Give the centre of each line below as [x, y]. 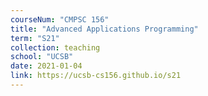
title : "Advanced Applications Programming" [104, 29]
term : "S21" [35, 38]
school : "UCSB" [42, 57]
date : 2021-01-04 [46, 66]
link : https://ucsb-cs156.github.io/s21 [96, 76]
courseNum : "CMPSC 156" [60, 19]
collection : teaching [55, 47]
